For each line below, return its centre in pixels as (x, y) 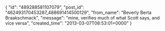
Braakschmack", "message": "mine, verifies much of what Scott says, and (82, 18)
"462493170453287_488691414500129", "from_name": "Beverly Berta (78, 12)
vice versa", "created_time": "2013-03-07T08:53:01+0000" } (69, 23)
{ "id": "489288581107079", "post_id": (45, 7)
